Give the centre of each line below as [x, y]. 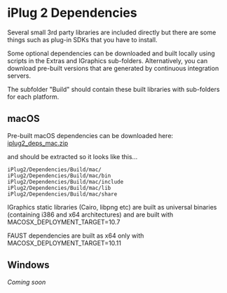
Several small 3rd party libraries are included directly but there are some [112, 32]
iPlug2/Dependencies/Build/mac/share [62, 194]
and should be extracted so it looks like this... [73, 156]
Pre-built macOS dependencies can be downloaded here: [90, 135]
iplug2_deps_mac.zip [38, 143]
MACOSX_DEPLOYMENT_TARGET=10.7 [64, 222]
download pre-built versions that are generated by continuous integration [113, 68]
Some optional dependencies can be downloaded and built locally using [111, 53]
